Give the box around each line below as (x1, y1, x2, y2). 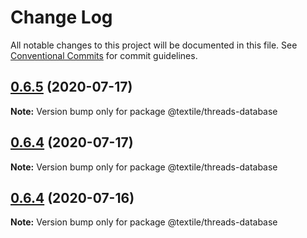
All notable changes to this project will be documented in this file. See (10, 39, 298, 51)
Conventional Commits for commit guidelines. (10, 49, 198, 61)
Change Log (10, 6, 113, 29)
